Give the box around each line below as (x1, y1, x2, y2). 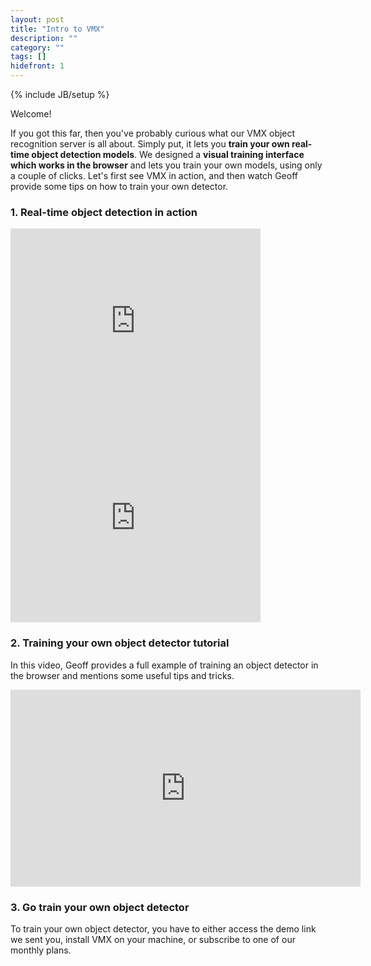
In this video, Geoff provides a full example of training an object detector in (10, 659, 319, 671)
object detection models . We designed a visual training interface (31, 149, 305, 160)
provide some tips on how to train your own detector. (10, 181, 229, 192)
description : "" (10, 33, 78, 43)
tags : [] (10, 52, 47, 62)
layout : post (10, 14, 65, 25)
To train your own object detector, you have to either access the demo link (10, 922, 317, 935)
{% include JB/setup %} (10, 89, 110, 100)
